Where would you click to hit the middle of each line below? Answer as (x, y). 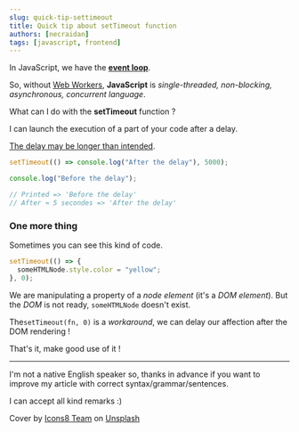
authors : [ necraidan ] (49, 34)
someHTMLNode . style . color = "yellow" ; (89, 269)
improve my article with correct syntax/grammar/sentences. (119, 383)
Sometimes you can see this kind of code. (86, 245)
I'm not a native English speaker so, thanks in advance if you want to (135, 374)
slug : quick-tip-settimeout (61, 17)
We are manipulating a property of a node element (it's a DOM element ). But (149, 295)
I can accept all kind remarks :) (66, 401)
